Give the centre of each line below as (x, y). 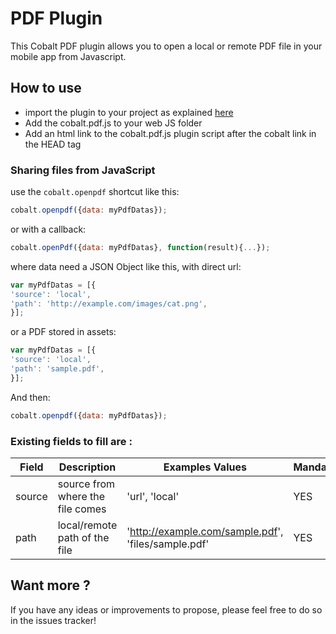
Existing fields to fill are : (71, 441)
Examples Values (205, 467)
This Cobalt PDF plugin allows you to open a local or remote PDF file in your (166, 46)
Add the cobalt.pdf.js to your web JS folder (113, 123)
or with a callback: (48, 229)
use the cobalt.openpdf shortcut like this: (95, 192)
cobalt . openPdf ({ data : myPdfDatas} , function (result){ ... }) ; (140, 247)
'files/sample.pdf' (168, 544)
